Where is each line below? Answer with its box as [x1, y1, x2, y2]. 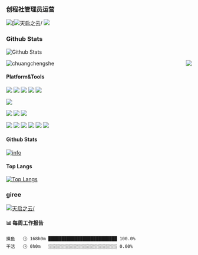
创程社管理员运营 [6, 5, 55, 13]
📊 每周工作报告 [6, 220, 44, 227]
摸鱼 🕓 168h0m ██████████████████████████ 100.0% [6, 236, 136, 241]
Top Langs [6, 162, 32, 169]
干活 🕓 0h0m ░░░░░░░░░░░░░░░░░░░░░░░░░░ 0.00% [6, 243, 133, 249]
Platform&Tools [6, 73, 45, 80]
